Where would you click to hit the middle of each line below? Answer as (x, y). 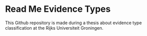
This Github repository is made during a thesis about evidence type (73, 23)
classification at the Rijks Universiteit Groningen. (54, 28)
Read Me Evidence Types (58, 9)
